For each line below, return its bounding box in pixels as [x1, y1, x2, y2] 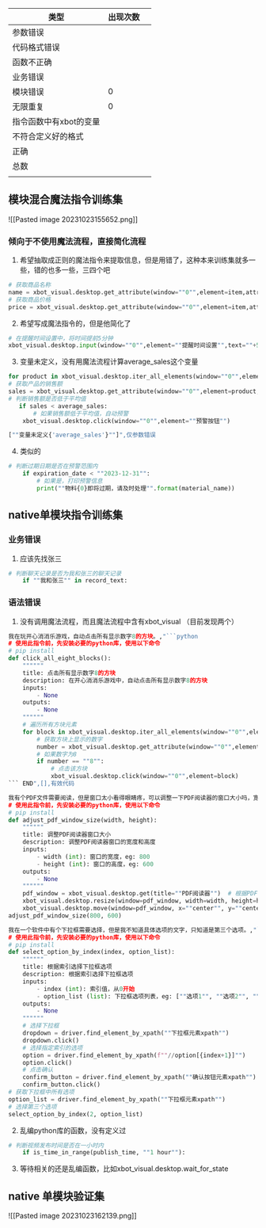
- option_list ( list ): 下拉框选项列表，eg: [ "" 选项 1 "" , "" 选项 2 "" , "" [36, 992, 260, 1001]
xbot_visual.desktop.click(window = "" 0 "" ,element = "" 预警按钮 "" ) [22, 417, 231, 425]
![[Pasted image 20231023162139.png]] [8, 1211, 137, 1221]
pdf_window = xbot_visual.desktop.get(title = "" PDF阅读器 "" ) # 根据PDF [22, 890, 258, 898]
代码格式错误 [12, 42, 61, 52]
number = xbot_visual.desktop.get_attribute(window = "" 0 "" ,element [36, 742, 260, 751]
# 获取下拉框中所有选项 [8, 1089, 75, 1096]
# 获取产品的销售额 [8, 380, 63, 388]
